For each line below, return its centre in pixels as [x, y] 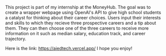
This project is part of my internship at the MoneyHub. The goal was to [78, 7]
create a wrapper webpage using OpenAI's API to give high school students [83, 12]
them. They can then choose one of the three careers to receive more [77, 28]
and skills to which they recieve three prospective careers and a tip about [81, 23]
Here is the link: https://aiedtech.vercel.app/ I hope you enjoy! [69, 48]
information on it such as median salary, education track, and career [75, 33]
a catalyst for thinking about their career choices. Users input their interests [83, 18]
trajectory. [16, 39]
